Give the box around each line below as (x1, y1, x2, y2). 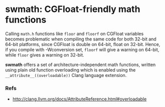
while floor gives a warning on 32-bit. (5, 51, 84, 58)
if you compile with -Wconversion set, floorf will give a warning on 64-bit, (5, 46, 159, 52)
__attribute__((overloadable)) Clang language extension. (5, 72, 127, 78)
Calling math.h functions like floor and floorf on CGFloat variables (5, 30, 144, 36)
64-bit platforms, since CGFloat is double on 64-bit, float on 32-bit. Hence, (5, 41, 160, 47)
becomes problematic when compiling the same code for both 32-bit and (5, 36, 156, 42)
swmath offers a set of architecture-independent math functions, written (5, 61, 156, 67)
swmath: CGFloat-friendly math (5, 3, 140, 15)
